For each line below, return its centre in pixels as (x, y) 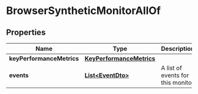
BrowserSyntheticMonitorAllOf (83, 11)
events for (175, 75)
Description (178, 49)
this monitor (178, 83)
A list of (172, 68)
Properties (26, 32)
